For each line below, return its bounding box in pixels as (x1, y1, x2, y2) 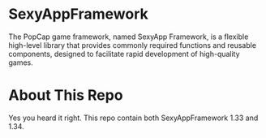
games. (8, 58, 34, 67)
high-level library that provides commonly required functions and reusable (8, 40, 257, 50)
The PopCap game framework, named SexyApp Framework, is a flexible (8, 32, 249, 41)
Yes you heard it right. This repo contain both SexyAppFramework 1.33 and (8, 113, 259, 123)
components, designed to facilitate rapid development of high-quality (8, 49, 241, 58)
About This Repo (8, 86, 123, 105)
